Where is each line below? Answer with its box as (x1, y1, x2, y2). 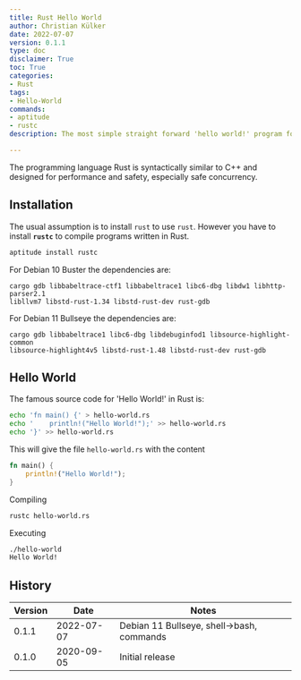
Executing (9, 527, 47, 538)
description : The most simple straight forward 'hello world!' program (9, 130, 282, 139)
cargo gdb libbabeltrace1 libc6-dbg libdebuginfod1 (9, 330, 206, 339)
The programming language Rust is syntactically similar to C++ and (9, 162, 258, 173)
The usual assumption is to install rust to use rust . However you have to (9, 221, 276, 232)
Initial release (119, 650, 176, 663)
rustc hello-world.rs (9, 511, 90, 520)
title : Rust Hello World (9, 13, 102, 22)
